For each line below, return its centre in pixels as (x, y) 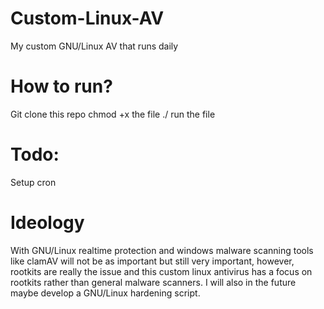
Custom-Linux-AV (87, 18)
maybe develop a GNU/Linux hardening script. (105, 293)
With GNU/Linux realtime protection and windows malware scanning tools (162, 250)
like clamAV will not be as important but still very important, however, (152, 261)
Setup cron (33, 182)
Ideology (47, 223)
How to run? (61, 86)
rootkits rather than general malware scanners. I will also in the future (153, 282)
